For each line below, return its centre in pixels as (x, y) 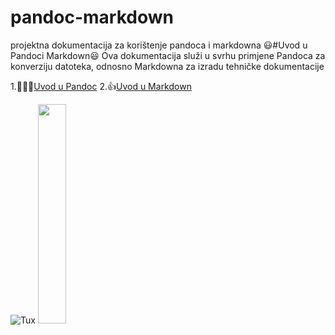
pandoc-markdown (92, 17)
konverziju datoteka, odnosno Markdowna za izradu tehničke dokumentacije (167, 66)
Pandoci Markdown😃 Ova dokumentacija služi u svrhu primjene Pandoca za (168, 55)
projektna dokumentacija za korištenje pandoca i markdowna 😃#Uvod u (159, 45)
